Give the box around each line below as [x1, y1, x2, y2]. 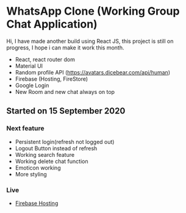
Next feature [6, 124, 45, 132]
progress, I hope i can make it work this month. [6, 44, 124, 51]
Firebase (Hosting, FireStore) [15, 75, 88, 82]
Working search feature [15, 151, 75, 158]
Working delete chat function [15, 157, 88, 165]
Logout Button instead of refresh [15, 145, 98, 152]
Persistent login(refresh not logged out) [15, 138, 115, 145]
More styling [15, 170, 47, 178]
